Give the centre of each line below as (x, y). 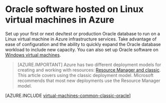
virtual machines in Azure (60, 20)
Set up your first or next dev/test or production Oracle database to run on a (83, 33)
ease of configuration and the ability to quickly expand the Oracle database (83, 44)
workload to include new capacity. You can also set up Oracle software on (82, 49)
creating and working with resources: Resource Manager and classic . (89, 70)
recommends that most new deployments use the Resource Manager (89, 80)
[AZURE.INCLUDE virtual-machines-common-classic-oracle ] (68, 95)
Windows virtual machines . (33, 55)
